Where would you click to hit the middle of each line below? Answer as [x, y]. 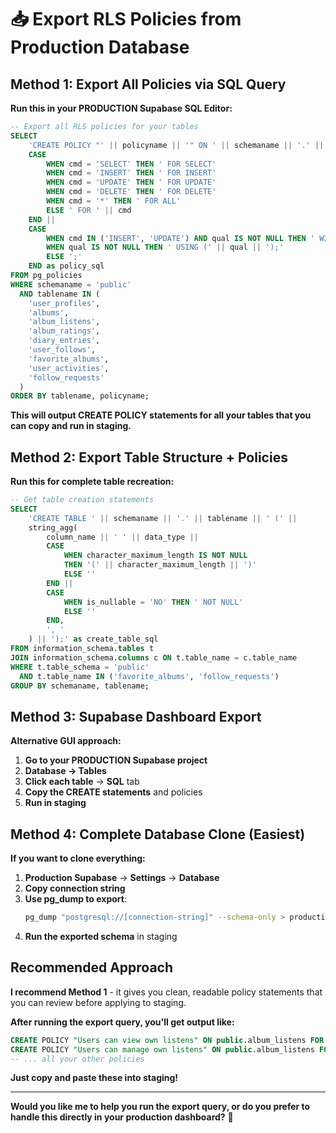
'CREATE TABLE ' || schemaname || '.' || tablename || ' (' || [163, 518]
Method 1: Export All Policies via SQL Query [148, 84]
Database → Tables [65, 771]
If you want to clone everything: [78, 858]
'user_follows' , [62, 350]
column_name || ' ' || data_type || [122, 537]
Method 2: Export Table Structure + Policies [149, 457]
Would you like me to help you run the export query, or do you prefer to [160, 1107]
